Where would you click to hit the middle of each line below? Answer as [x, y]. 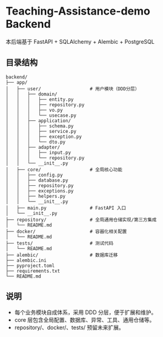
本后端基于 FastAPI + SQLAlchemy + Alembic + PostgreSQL [80, 41]
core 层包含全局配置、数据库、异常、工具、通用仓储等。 [85, 319]
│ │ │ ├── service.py [41, 131]
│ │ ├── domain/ [32, 94]
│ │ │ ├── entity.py [40, 99]
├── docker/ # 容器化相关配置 [66, 231]
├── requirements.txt [33, 271]
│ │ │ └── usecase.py [41, 115]
